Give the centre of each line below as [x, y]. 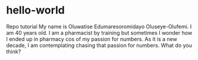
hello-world [36, 10]
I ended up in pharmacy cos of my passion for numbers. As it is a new [92, 39]
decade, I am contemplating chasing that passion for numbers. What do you [99, 45]
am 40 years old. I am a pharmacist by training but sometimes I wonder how [99, 32]
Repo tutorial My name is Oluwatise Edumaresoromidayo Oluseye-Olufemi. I [99, 26]
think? [14, 51]
